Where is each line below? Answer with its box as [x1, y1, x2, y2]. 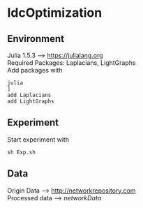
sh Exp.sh [7, 149, 36, 156]
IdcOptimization [7, 5, 103, 21]
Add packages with [7, 66, 63, 74]
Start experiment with [7, 135, 70, 144]
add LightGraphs [7, 98, 54, 105]
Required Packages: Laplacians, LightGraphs [7, 59, 136, 67]
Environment [7, 33, 65, 45]
